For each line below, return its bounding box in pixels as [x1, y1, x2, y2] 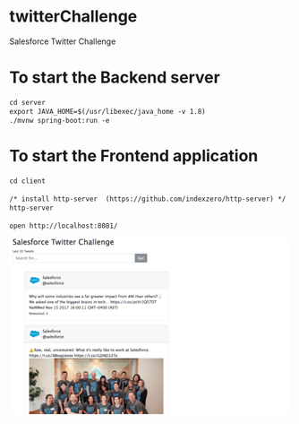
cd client [9, 177, 47, 186]
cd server [9, 98, 47, 107]
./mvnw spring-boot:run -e [9, 116, 110, 125]
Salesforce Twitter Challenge [9, 36, 116, 47]
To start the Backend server [9, 67, 221, 88]
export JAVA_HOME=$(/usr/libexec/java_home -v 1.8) [9, 107, 206, 116]
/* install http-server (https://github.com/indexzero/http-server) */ [9, 195, 286, 203]
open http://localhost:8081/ [9, 221, 118, 230]
